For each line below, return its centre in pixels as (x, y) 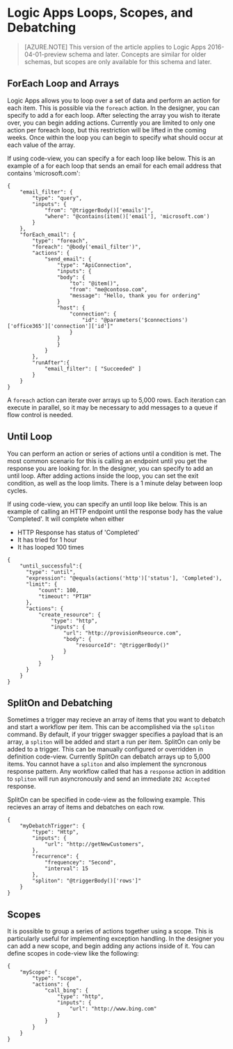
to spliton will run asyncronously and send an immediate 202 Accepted (109, 779)
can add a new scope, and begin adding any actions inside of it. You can (111, 946)
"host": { (71, 308)
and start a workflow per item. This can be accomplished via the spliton (111, 727)
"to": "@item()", (94, 283)
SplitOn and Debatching (60, 702)
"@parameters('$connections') (144, 320)
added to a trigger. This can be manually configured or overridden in (105, 749)
